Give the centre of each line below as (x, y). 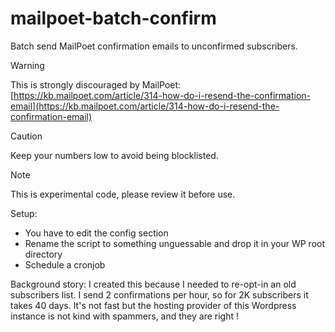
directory (43, 254)
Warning (27, 65)
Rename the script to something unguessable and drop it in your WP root (175, 243)
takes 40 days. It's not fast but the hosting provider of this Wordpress (153, 305)
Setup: (24, 213)
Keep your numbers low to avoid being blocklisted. (114, 155)
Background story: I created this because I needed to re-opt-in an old (153, 284)
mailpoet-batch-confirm (113, 18)
